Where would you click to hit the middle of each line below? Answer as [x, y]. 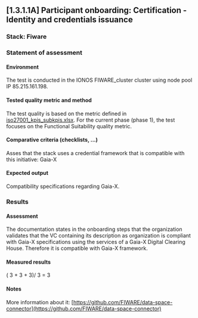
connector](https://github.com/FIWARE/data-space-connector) [84, 308]
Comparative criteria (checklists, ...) [52, 140]
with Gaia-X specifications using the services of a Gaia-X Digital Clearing [96, 242]
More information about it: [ [40, 302]
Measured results [29, 262]
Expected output [27, 173]
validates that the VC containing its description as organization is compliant [98, 236]
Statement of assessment [44, 53]
